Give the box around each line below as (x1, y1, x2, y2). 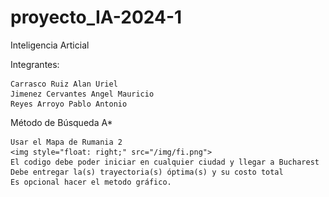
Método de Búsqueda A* (10, 116, 113, 128)
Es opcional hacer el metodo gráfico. (10, 177, 172, 187)
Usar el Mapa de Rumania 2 (10, 137, 123, 147)
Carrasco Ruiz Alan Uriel (10, 79, 118, 89)
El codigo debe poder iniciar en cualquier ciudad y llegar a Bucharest (10, 157, 320, 167)
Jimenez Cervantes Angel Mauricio (10, 89, 155, 99)
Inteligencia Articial (10, 39, 90, 51)
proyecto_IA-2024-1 (10, 6, 183, 29)
